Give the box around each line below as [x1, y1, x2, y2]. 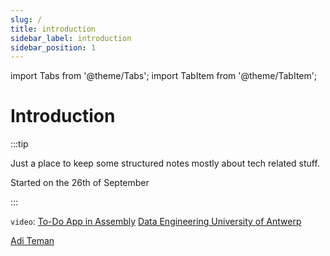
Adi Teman [10, 235, 55, 247]
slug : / [10, 14, 43, 25]
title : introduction [10, 24, 97, 34]
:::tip [10, 138, 29, 150]
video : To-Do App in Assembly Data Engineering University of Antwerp [10, 216, 302, 228]
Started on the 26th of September [10, 177, 150, 189]
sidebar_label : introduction [10, 33, 132, 43]
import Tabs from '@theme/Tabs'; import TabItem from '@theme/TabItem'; [10, 70, 318, 82]
